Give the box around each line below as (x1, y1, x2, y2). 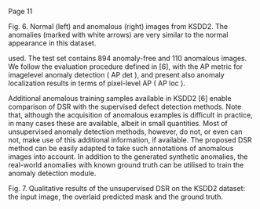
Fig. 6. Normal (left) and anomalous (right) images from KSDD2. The (8, 22, 229, 31)
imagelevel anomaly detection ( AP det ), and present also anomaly (8, 70, 225, 79)
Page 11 (8, 7, 33, 16)
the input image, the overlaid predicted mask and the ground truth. (8, 192, 224, 201)
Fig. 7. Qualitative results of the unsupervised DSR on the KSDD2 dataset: (8, 184, 246, 193)
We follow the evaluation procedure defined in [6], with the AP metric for (8, 62, 244, 71)
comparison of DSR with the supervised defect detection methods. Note (8, 102, 242, 111)
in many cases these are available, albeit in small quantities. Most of (8, 119, 228, 128)
